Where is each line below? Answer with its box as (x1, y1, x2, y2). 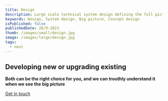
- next (9, 44, 23, 49)
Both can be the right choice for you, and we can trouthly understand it (5, 76, 155, 82)
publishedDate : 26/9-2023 (5, 26, 59, 31)
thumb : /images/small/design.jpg (5, 30, 75, 35)
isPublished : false (5, 21, 46, 26)
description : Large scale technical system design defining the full (5, 12, 153, 17)
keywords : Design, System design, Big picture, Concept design (5, 16, 140, 21)
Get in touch (5, 91, 31, 97)
